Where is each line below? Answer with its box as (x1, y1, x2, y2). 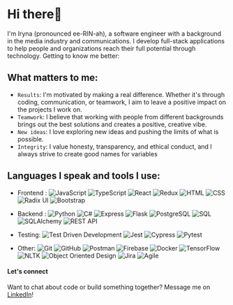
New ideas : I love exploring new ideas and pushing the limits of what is (17, 127, 219, 135)
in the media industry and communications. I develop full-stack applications (7, 36, 225, 45)
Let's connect (7, 267, 49, 276)
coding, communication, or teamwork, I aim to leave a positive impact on (17, 98, 227, 106)
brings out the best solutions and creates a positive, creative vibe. (17, 120, 207, 128)
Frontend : (17, 188, 47, 197)
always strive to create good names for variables (17, 149, 158, 158)
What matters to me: (7, 72, 98, 84)
